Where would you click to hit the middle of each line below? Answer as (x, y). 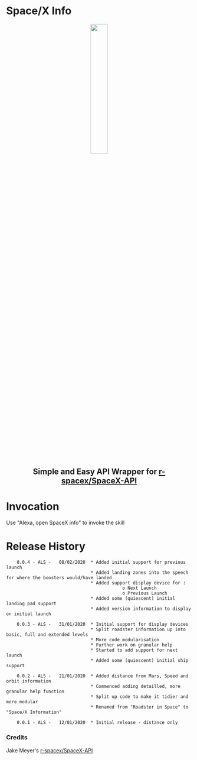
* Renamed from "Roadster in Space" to (139, 707)
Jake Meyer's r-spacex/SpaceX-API (50, 750)
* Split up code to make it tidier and (139, 697)
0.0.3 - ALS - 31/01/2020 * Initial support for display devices (103, 625)
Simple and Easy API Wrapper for (95, 472)
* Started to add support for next (134, 650)
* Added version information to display (141, 609)
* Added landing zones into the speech (139, 573)
